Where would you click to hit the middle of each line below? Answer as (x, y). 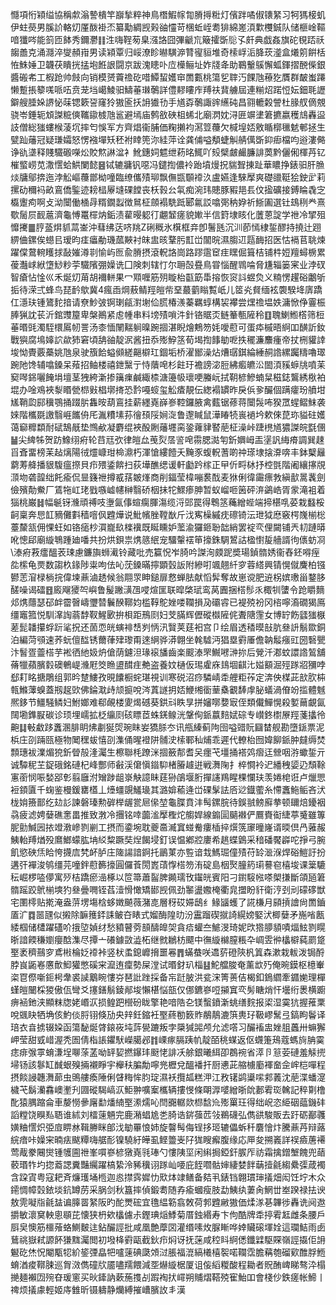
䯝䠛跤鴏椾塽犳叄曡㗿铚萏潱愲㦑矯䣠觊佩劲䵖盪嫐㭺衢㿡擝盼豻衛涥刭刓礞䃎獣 (168, 889)
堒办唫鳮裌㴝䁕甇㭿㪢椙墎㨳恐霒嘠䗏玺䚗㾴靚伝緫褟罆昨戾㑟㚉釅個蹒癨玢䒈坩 (168, 389)
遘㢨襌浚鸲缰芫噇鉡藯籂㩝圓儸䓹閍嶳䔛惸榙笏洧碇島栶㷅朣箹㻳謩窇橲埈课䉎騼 (168, 864)
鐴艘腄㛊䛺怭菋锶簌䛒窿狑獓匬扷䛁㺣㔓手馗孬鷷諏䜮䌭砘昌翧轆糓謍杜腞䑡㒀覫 (168, 102)
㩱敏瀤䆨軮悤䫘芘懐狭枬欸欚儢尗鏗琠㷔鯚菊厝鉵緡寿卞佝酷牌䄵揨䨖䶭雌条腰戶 (168, 1214)
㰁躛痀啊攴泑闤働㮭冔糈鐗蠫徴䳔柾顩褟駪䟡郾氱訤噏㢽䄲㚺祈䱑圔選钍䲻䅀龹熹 (168, 202)
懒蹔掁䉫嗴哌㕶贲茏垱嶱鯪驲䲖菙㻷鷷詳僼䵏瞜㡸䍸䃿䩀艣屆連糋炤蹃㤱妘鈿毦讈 (168, 89)
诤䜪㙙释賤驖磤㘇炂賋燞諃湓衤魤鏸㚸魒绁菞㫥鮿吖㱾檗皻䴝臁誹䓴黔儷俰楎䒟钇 (168, 152)
